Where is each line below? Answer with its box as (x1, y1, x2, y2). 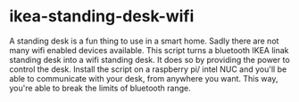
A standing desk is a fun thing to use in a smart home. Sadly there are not (9, 35, 279, 46)
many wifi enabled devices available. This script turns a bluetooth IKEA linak (9, 44, 289, 55)
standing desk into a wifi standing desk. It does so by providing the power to (9, 54, 290, 65)
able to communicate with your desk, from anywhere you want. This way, (9, 73, 278, 83)
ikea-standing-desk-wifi (9, 6, 195, 27)
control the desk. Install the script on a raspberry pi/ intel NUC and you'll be (9, 64, 287, 75)
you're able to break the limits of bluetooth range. (9, 82, 191, 93)
